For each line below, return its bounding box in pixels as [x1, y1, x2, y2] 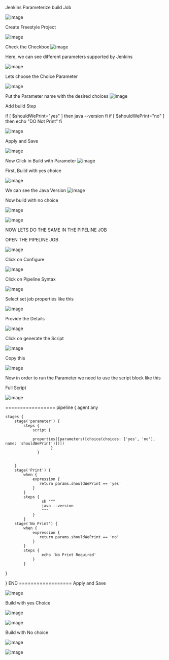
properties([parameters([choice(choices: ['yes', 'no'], [32, 436, 156, 442]
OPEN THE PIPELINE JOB [5, 237, 58, 242]
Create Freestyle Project [5, 24, 56, 30]
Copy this [5, 355, 25, 361]
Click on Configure [5, 257, 45, 262]
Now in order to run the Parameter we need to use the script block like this [5, 375, 161, 381]
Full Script [5, 384, 26, 391]
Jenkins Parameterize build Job [5, 5, 72, 10]
